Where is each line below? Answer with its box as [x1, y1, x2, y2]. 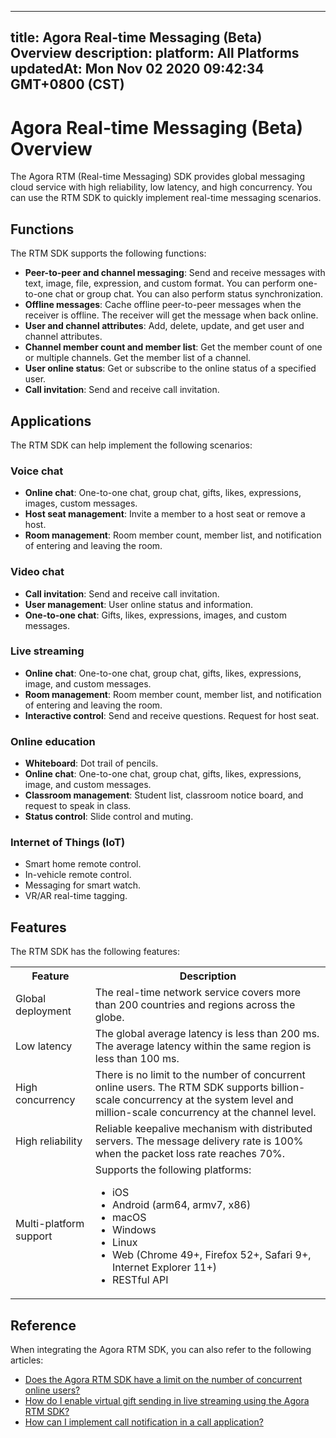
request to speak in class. [24, 800, 132, 812]
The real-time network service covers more [94, 986, 301, 1000]
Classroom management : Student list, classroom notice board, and [24, 789, 304, 801]
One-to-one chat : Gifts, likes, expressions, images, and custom [24, 609, 287, 621]
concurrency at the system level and [122, 1093, 294, 1107]
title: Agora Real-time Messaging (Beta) [10, 29, 263, 46]
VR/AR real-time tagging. [24, 890, 128, 902]
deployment [15, 1004, 72, 1018]
